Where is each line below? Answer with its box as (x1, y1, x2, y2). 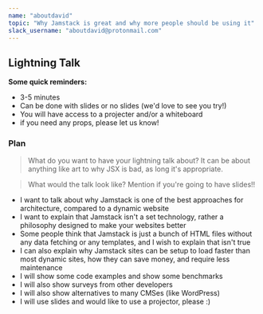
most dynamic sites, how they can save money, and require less (19, 254, 230, 264)
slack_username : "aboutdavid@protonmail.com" (8, 26, 162, 34)
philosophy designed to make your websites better (19, 221, 186, 230)
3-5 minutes (19, 92, 61, 102)
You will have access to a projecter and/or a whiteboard (19, 109, 203, 120)
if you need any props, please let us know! (19, 118, 159, 128)
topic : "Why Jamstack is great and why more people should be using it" (8, 19, 255, 27)
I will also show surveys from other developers (19, 280, 173, 289)
